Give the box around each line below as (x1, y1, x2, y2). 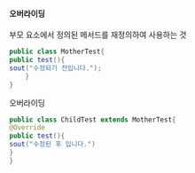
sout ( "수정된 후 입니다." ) (9, 140, 96, 149)
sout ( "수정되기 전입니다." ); (9, 63, 102, 73)
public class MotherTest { (9, 47, 105, 57)
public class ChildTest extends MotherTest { (9, 115, 176, 124)
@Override (9, 123, 46, 132)
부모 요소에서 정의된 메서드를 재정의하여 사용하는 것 (9, 29, 187, 40)
